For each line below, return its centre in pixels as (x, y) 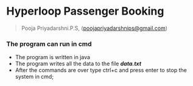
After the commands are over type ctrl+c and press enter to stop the (101, 70)
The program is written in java (52, 57)
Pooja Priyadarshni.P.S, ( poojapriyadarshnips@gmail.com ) (94, 28)
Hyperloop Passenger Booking (85, 11)
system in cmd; (34, 77)
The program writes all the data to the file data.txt (78, 64)
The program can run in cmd (49, 44)
